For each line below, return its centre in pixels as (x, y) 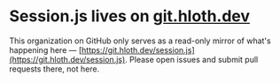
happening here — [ (46, 49)
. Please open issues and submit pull (192, 59)
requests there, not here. (54, 69)
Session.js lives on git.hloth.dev (130, 16)
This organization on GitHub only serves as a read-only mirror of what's (140, 41)
